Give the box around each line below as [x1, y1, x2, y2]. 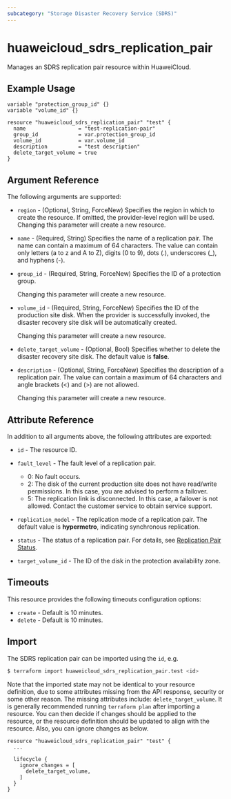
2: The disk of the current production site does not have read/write [27, 480, 217, 488]
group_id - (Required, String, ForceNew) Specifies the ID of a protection [17, 270, 221, 278]
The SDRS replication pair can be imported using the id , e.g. [7, 654, 179, 662]
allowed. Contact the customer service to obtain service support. [27, 502, 212, 510]
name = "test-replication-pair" [13, 125, 156, 132]
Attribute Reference [7, 414, 94, 426]
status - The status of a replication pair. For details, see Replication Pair [17, 536, 222, 544]
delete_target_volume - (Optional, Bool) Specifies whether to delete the [17, 345, 221, 353]
